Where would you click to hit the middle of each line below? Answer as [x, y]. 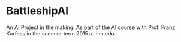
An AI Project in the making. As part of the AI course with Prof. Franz [91, 27]
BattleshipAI [37, 11]
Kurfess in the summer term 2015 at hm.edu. [61, 33]
